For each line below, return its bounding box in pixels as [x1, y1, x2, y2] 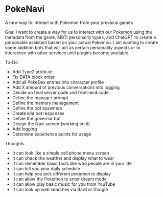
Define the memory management [12, 100, 79, 106]
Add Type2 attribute [12, 68, 53, 74]
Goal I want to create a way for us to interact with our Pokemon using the [5, 29, 152, 35]
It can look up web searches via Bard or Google [12, 186, 108, 192]
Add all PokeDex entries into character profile [12, 79, 104, 85]
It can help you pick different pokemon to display [12, 171, 111, 176]
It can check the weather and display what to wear [12, 155, 115, 161]
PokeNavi [5, 3, 45, 15]
